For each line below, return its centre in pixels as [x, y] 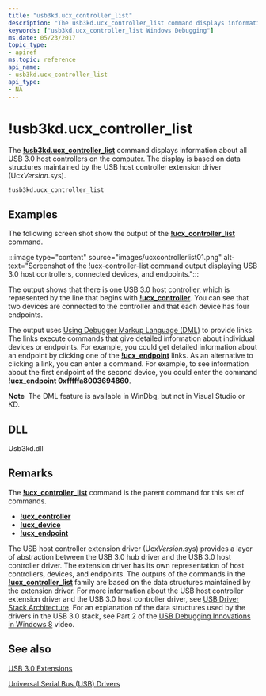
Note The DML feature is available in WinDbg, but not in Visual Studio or [127, 396]
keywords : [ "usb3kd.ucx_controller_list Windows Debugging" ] [111, 30]
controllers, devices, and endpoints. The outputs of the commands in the [127, 574]
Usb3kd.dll [26, 448]
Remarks [31, 474]
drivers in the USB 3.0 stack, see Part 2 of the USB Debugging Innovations [129, 616]
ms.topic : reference [42, 60]
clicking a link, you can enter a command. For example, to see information [129, 364]
